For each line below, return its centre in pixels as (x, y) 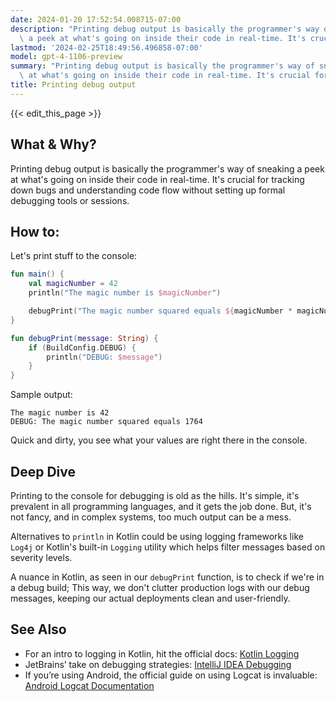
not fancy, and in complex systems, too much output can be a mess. (151, 517)
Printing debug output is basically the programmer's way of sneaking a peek (167, 168)
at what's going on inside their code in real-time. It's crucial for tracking (157, 179)
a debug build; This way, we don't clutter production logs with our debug (160, 587)
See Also (38, 629)
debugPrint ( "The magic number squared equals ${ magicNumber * (160, 311)
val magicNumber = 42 (73, 284)
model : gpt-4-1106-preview (66, 57)
